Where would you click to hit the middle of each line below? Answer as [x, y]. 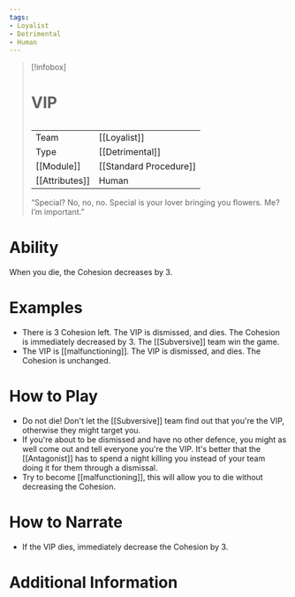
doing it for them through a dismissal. [90, 467]
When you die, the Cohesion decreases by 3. [91, 272]
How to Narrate [66, 522]
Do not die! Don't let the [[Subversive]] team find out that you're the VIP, [153, 420]
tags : [19, 17]
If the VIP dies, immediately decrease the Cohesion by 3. [125, 547]
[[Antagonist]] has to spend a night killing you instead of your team [144, 458]
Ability [34, 248]
